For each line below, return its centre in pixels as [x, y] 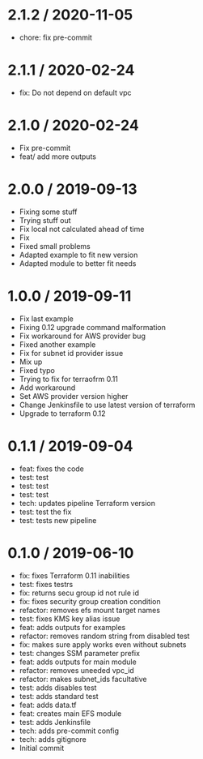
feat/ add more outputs [57, 157]
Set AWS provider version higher [74, 396]
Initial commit [42, 748]
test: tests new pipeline [58, 520]
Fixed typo [37, 370]
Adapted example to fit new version [78, 255]
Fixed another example [57, 344]
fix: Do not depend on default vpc [75, 92]
